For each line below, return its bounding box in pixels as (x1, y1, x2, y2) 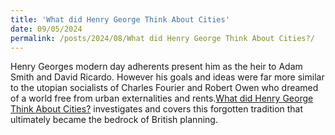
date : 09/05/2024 (10, 24, 83, 34)
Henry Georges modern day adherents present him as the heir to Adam (10, 61, 303, 73)
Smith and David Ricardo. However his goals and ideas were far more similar (10, 71, 325, 83)
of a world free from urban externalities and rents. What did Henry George (10, 92, 314, 105)
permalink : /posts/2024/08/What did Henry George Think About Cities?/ (10, 33, 315, 43)
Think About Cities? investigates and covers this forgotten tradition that (10, 103, 304, 115)
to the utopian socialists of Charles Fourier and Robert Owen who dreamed (10, 82, 319, 94)
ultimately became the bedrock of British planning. (10, 114, 218, 126)
